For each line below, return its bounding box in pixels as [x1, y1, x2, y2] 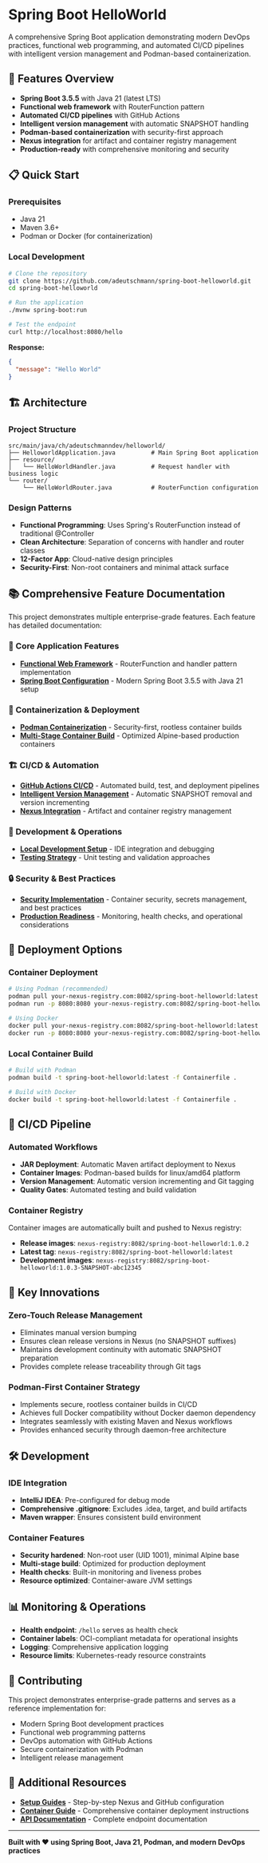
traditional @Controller [19, 529, 94, 538]
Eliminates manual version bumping [19, 1328, 137, 1338]
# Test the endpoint [8, 321, 77, 329]
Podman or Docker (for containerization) [19, 232, 153, 241]
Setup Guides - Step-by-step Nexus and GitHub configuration [19, 1797, 225, 1806]
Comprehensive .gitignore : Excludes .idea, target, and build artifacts [19, 1504, 247, 1514]
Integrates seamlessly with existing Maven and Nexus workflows [19, 1417, 233, 1426]
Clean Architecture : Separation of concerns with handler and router [19, 537, 245, 547]
